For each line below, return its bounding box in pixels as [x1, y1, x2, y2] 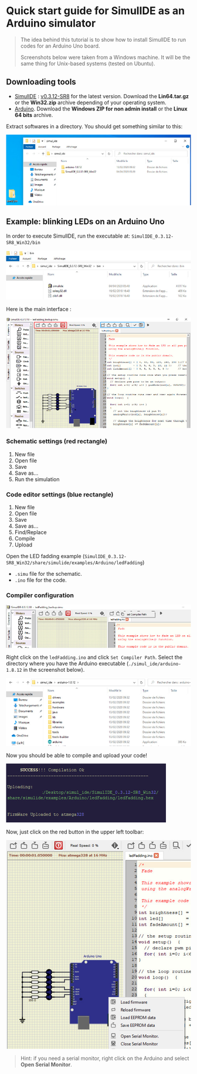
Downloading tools [6, 77, 76, 87]
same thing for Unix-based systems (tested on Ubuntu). [20, 60, 155, 67]
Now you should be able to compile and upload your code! [6, 752, 148, 759]
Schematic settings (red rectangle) [6, 437, 107, 445]
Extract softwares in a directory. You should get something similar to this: [6, 122, 183, 130]
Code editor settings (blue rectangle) [6, 490, 114, 498]
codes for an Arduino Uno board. [20, 42, 100, 49]
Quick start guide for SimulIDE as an [6, 4, 185, 18]
